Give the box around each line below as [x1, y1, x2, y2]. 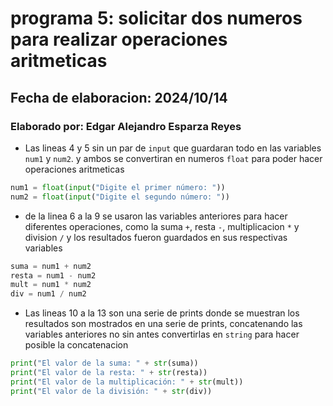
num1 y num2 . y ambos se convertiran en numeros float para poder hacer [24, 152, 323, 164]
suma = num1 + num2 [10, 261, 92, 271]
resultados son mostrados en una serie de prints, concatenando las [24, 318, 303, 330]
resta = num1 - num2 [10, 270, 97, 281]
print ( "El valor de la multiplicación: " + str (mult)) [10, 377, 244, 387]
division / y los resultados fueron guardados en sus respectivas [24, 231, 288, 243]
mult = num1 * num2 [10, 280, 92, 290]
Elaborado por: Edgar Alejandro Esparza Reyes [10, 119, 242, 133]
